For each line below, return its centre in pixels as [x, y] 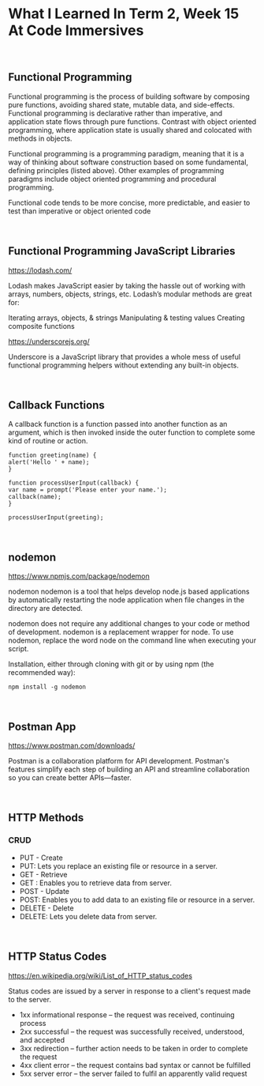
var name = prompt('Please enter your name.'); [88, 490]
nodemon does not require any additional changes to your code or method [129, 624]
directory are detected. [45, 609]
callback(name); [35, 497]
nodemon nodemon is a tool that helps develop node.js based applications [129, 592]
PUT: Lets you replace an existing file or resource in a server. [119, 865]
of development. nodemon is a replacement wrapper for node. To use [121, 632]
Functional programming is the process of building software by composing [129, 96]
